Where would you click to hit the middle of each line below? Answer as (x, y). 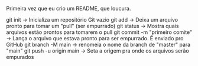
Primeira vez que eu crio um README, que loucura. (69, 8)
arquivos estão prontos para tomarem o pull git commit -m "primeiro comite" (99, 32)
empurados (20, 57)
